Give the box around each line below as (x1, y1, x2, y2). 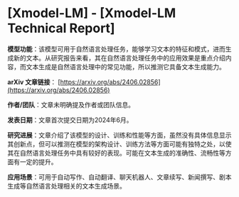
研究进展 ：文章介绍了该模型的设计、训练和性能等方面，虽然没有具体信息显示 (7, 131, 232, 139)
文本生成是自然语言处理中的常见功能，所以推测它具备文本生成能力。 (26, 62, 225, 71)
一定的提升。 (19, 157, 58, 166)
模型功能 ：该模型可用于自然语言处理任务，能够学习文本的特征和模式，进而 (7, 44, 225, 53)
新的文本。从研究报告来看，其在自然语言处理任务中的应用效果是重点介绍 (13, 54, 225, 62)
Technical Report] (7, 20, 115, 36)
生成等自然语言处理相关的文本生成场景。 (7, 181, 126, 190)
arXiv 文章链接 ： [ (7, 77, 60, 86)
